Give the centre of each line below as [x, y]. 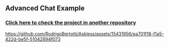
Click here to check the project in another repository [71, 23]
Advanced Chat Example [45, 8]
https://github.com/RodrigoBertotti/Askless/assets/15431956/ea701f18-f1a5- [85, 34]
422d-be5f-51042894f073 [33, 39]
